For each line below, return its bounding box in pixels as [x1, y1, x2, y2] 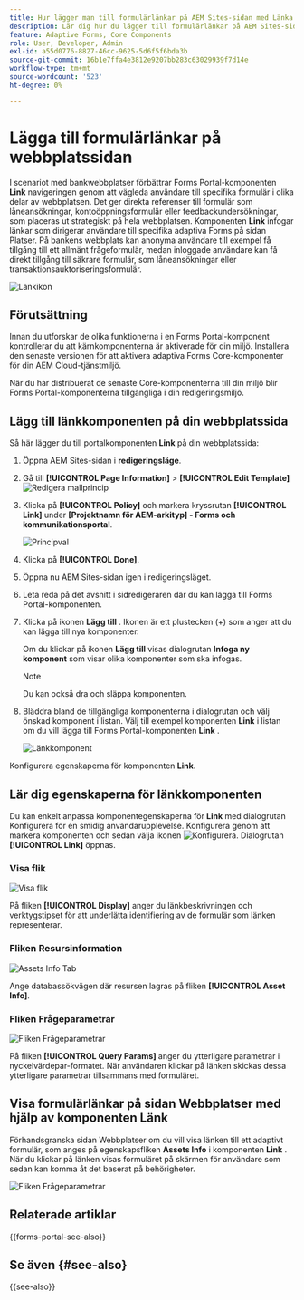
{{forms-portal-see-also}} [9, 1231, 107, 1242]
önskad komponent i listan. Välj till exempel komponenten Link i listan [22, 716, 281, 727]
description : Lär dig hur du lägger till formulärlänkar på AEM [9, 22, 257, 31]
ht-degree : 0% [9, 81, 63, 90]
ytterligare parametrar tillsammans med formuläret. [9, 1070, 200, 1081]
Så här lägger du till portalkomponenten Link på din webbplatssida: [9, 438, 260, 448]
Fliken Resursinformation [9, 942, 123, 955]
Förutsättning [9, 307, 88, 323]
